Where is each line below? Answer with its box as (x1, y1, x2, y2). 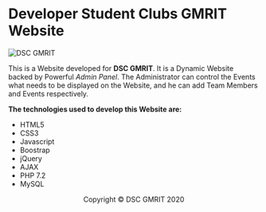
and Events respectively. (8, 88, 89, 98)
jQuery (19, 153, 42, 163)
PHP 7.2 (19, 171, 46, 180)
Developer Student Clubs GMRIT (8, 5, 227, 23)
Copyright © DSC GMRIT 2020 (83, 194, 185, 204)
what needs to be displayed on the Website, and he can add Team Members (8, 80, 258, 90)
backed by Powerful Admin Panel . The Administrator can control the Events (8, 72, 256, 81)
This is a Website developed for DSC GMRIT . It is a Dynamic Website (8, 63, 234, 73)
